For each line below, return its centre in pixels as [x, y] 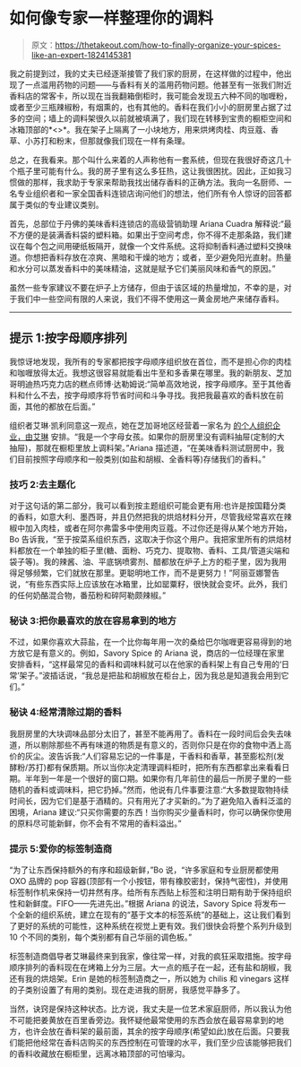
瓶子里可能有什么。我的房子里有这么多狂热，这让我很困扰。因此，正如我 [150, 170]
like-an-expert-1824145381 [81, 55]
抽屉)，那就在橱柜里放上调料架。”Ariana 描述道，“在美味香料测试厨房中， [143, 447]
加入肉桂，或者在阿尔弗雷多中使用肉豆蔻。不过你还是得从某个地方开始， [158, 528]
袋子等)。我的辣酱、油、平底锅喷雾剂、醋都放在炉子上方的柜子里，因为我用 [148, 562]
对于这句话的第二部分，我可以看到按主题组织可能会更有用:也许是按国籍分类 [148, 506]
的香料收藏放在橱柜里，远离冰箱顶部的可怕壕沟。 [99, 1054]
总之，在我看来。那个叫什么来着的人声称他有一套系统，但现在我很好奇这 [142, 160]
